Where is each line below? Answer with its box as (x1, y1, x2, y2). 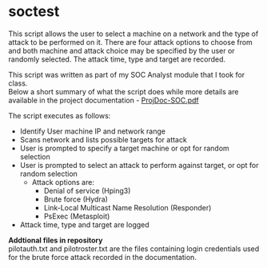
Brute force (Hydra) (43, 194, 108, 204)
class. (8, 78, 28, 88)
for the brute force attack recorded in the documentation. (8, 252, 197, 262)
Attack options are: (31, 177, 94, 186)
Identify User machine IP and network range (19, 126, 166, 136)
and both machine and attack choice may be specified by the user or (8, 46, 235, 55)
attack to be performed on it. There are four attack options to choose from (8, 37, 253, 46)
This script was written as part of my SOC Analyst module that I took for (8, 70, 245, 79)
